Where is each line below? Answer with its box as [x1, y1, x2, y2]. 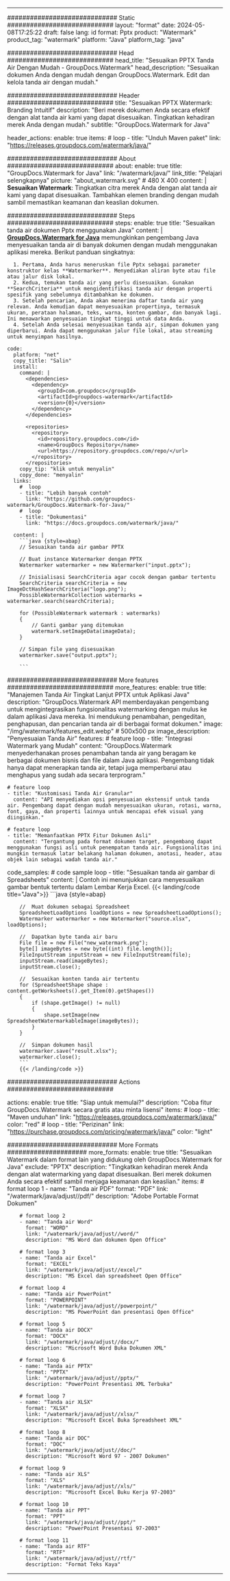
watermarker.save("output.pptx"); [19, 652, 118, 659]
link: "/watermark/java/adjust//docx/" [25, 1339, 139, 1345]
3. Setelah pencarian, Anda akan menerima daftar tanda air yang [13, 297, 204, 304]
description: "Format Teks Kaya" [25, 1561, 121, 1568]
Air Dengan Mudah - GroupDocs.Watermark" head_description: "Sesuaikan [7, 63, 219, 71]
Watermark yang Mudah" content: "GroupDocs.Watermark [7, 742, 172, 749]
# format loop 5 [19, 1321, 66, 1328]
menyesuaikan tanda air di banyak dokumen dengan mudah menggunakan [7, 241, 218, 249]
